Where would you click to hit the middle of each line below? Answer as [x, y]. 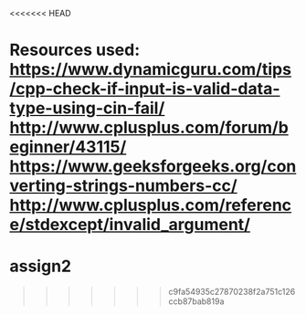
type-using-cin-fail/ [87, 108]
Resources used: [74, 50]
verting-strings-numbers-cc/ [123, 186]
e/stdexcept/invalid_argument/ [130, 225]
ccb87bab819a [196, 301]
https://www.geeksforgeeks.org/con [153, 167]
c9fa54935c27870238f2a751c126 [232, 292]
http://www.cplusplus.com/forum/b [149, 128]
